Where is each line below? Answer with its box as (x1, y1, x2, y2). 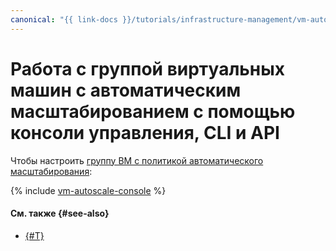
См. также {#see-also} (10, 207, 110, 220)
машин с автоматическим (10, 79, 242, 101)
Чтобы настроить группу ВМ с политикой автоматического (10, 154, 264, 166)
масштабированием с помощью (10, 100, 296, 123)
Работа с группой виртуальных (10, 57, 286, 80)
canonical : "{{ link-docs (10, 14, 118, 25)
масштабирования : (10, 165, 93, 177)
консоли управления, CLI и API (10, 121, 280, 144)
